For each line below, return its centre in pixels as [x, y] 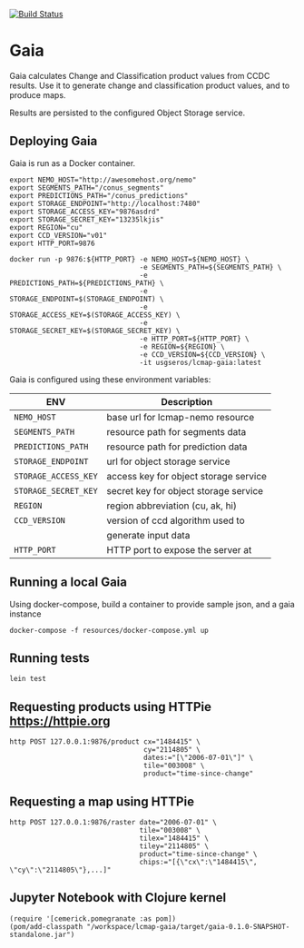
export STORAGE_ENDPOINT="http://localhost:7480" [105, 203]
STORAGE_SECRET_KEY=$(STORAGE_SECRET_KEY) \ [95, 331]
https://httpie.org [60, 721]
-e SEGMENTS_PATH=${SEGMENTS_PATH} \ [211, 267]
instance [25, 614]
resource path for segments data [177, 431]
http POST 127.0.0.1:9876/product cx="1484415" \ [105, 742]
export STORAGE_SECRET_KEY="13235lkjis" [87, 219]
